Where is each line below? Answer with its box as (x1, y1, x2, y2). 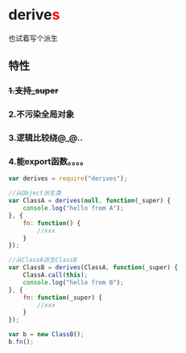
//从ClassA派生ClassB (8, 256, 77, 265)
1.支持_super (8, 85, 59, 96)
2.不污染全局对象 (8, 109, 75, 120)
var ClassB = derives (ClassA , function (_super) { (8, 264, 179, 272)
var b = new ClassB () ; (8, 330, 85, 339)
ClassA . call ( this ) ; (23, 271, 89, 279)
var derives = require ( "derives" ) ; (8, 174, 128, 183)
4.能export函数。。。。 (8, 156, 89, 167)
